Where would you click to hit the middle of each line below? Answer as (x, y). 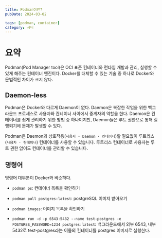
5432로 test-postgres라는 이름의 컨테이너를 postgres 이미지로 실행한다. (81, 230)
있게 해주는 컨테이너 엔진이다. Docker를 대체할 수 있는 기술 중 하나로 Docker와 (80, 73)
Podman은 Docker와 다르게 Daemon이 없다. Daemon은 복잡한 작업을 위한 (76, 107)
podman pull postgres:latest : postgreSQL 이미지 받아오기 (70, 198)
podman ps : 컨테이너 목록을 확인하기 (46, 188)
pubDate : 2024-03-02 (26, 14)
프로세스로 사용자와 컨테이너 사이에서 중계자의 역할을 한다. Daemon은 (84, 113)
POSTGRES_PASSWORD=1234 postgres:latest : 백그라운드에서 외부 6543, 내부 (84, 224)
